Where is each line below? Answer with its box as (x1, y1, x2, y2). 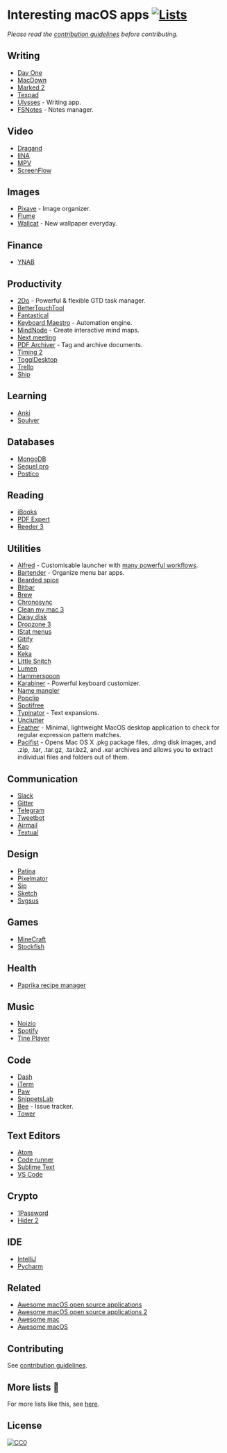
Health (7, 962, 37, 975)
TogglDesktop (17, 355, 58, 364)
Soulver (17, 416, 40, 424)
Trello (17, 363, 34, 371)
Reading (7, 489, 44, 501)
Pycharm (17, 1262, 44, 1270)
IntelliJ (17, 1254, 37, 1263)
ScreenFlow (17, 166, 52, 174)
